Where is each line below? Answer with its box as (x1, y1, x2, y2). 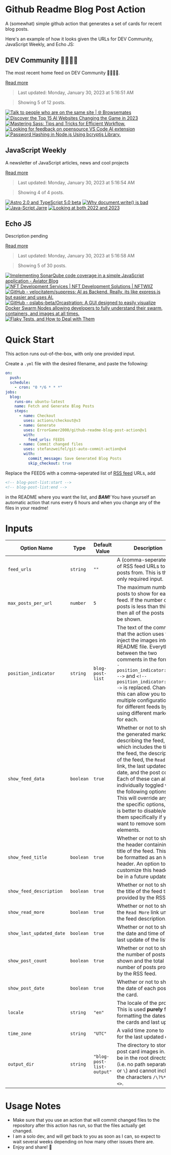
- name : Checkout (18, 413, 56, 418)
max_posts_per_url (8, 600, 52, 606)
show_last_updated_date (8, 930, 66, 936)
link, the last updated (117, 762, 167, 769)
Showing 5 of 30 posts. (17, 263, 67, 269)
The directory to (117, 1041, 155, 1048)
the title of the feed (117, 887, 162, 894)
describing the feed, (117, 737, 165, 744)
